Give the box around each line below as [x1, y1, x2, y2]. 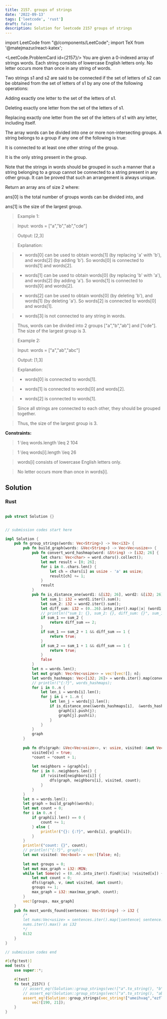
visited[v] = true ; [31, 750, 72, 755]
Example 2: [17, 338, 41, 344]
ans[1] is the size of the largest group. [5, 203, 83, 210]
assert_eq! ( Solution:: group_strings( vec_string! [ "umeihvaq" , [23, 996, 153, 1001]
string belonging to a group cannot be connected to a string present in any [5, 169, 158, 175]
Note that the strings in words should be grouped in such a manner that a [5, 164, 155, 170]
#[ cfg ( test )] [5, 959, 32, 964]
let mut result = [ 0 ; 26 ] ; [40, 559, 97, 565]
